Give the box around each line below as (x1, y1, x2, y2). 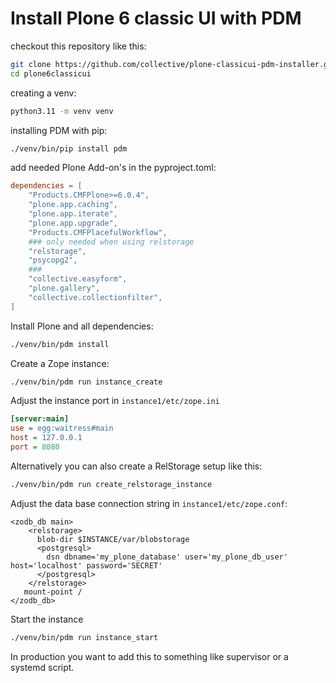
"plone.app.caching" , (28, 200, 118, 210)
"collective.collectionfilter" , (28, 292, 163, 302)
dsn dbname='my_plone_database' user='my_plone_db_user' (46, 552, 288, 562)
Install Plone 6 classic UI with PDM (10, 7, 302, 30)
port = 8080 (10, 442, 60, 452)
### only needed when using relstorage (28, 237, 195, 247)
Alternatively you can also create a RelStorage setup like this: (10, 460, 263, 472)
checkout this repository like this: (10, 40, 147, 52)
